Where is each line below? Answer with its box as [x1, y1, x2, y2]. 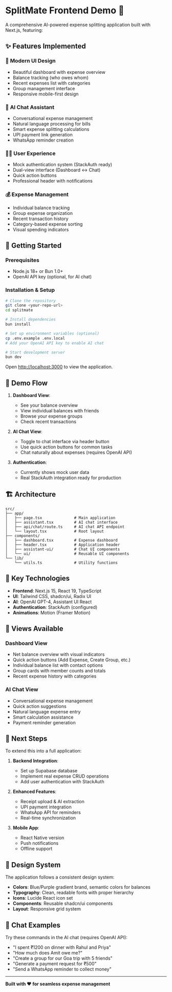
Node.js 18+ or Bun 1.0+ [12, 268, 63, 274]
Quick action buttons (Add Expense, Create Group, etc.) [12, 657, 131, 663]
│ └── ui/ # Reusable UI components [5, 551, 130, 556]
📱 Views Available [5, 624, 63, 633]
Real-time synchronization [20, 815, 76, 821]
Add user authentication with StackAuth [20, 779, 104, 785]
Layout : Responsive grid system [12, 906, 81, 912]
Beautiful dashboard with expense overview [12, 69, 106, 75]
